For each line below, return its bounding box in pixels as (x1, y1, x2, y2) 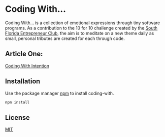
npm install (5, 100, 30, 104)
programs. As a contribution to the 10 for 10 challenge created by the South (5, 25, 158, 31)
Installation (5, 77, 40, 86)
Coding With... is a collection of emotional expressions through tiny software (5, 20, 160, 26)
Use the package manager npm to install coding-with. (5, 90, 114, 96)
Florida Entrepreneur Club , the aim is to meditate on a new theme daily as (5, 30, 154, 36)
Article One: (5, 50, 43, 58)
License (5, 113, 30, 122)
